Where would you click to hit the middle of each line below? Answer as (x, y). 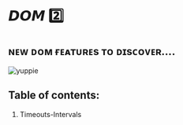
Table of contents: (54, 96)
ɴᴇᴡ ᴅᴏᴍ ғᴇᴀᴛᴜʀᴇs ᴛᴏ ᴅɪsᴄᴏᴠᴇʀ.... (92, 51)
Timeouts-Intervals (50, 114)
